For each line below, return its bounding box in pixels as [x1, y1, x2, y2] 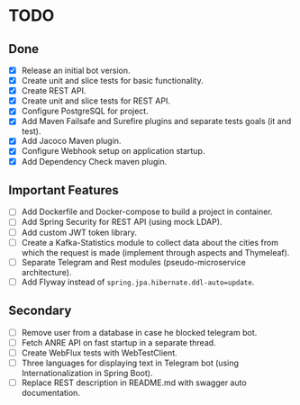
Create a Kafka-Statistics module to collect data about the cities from [21, 237, 278, 247]
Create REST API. [21, 85, 86, 96]
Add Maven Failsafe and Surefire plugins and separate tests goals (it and [21, 116, 292, 127]
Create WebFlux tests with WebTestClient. [21, 347, 177, 358]
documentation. [21, 387, 80, 398]
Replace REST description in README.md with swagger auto [21, 377, 247, 388]
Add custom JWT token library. [21, 227, 137, 238]
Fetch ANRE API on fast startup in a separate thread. [21, 337, 217, 347]
